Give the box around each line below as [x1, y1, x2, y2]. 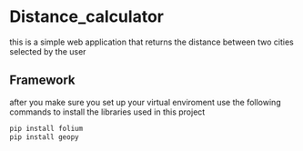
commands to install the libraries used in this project [9, 106, 206, 117]
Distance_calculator [9, 6, 164, 27]
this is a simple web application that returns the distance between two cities [9, 36, 294, 47]
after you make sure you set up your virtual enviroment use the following [9, 96, 281, 107]
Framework [9, 73, 76, 88]
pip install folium [9, 124, 84, 133]
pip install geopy [9, 132, 79, 142]
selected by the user [9, 45, 86, 56]
